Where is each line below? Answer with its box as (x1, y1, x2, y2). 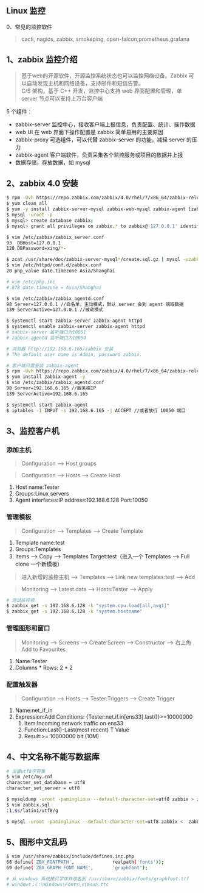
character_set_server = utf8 (6, 785, 80, 791)
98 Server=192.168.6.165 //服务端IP (6, 385, 97, 391)
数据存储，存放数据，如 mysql (15, 158, 91, 166)
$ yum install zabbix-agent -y (6, 374, 86, 380)
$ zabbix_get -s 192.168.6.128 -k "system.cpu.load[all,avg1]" (6, 603, 170, 609)
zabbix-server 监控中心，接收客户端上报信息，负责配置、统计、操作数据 (15, 121, 195, 128)
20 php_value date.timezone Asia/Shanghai (6, 268, 115, 274)
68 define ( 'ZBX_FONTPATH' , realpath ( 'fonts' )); (6, 859, 165, 866)
